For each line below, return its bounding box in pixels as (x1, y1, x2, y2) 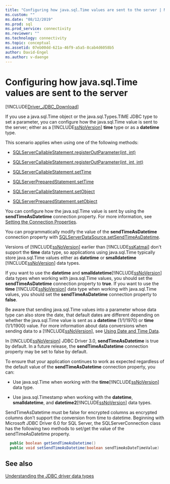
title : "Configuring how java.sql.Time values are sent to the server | (5, 7, 162, 13)
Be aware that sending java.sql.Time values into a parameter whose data (5, 307, 157, 313)
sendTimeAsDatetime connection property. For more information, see (5, 214, 152, 220)
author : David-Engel (5, 50, 49, 55)
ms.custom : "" (5, 12, 35, 17)
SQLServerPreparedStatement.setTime (12, 179, 94, 185)
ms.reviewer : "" (5, 31, 39, 36)
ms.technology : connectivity (5, 36, 67, 41)
